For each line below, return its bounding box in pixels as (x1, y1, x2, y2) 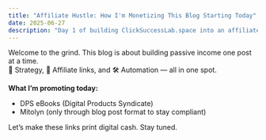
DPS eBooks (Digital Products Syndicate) (19, 99, 154, 108)
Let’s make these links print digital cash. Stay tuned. (8, 123, 178, 132)
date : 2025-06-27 (8, 19, 66, 27)
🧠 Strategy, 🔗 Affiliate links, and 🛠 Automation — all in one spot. (8, 65, 218, 75)
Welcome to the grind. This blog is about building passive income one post (8, 48, 252, 58)
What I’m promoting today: (8, 84, 99, 93)
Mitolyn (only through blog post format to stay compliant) (19, 108, 207, 117)
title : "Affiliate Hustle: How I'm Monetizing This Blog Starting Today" (8, 11, 257, 20)
